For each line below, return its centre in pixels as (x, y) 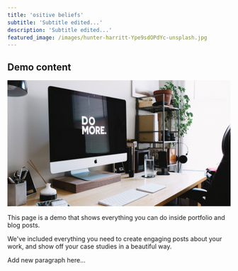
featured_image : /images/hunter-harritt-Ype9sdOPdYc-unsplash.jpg (107, 38)
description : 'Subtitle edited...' (60, 30)
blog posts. (24, 225)
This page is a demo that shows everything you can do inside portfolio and (116, 217)
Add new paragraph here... (47, 260)
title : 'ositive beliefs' (45, 15)
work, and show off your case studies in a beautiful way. (90, 246)
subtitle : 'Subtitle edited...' (55, 22)
